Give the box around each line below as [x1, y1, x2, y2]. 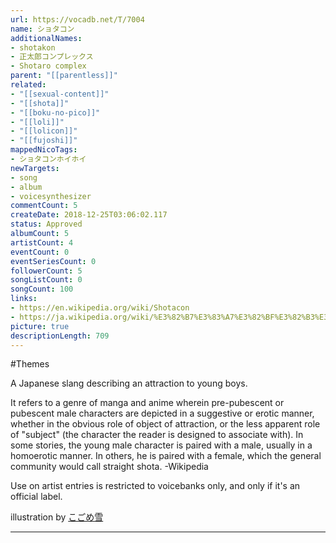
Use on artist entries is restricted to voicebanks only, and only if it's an [10, 480, 301, 492]
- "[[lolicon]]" [10, 126, 78, 136]
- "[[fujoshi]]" [10, 136, 78, 146]
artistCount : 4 [10, 237, 74, 248]
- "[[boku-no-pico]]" [10, 107, 101, 118]
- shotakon [10, 42, 56, 53]
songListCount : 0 [10, 275, 83, 285]
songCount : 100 [10, 284, 74, 295]
